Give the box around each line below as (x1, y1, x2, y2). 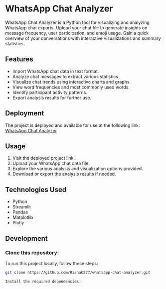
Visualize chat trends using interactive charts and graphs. (12, 79, 131, 85)
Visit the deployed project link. (12, 155, 75, 161)
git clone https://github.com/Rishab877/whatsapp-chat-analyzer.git (5, 270, 151, 275)
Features (5, 55, 33, 64)
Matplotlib (12, 214, 33, 220)
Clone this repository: (5, 249, 59, 256)
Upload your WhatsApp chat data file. (12, 160, 90, 167)
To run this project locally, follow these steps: (5, 260, 98, 266)
